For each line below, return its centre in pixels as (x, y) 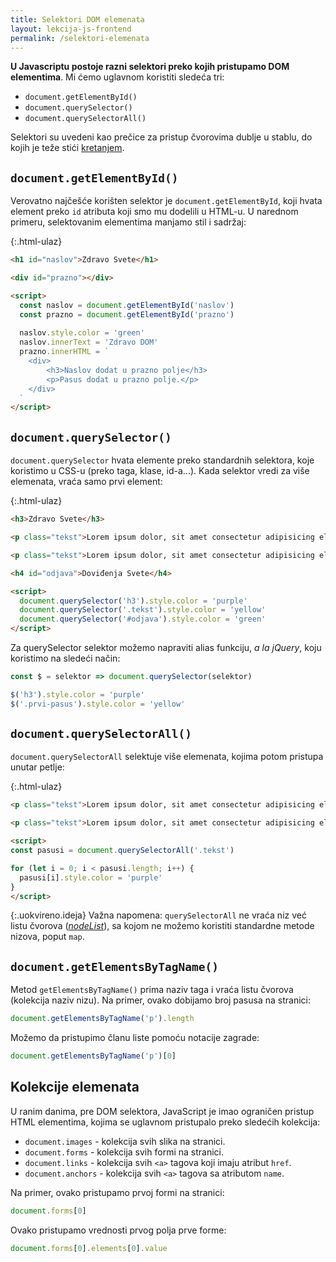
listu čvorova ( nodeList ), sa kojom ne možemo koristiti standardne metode (162, 926)
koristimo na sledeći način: (65, 658)
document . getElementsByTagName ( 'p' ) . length (102, 1019)
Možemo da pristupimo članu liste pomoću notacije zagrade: (135, 1038)
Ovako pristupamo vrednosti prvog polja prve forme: (118, 1230)
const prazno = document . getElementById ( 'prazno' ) (127, 314)
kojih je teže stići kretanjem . (67, 148)
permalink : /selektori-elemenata (80, 38)
